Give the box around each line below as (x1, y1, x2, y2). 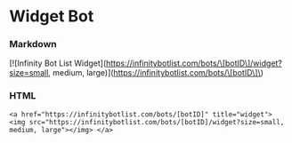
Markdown (9, 38, 57, 51)
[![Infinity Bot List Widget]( (9, 58, 107, 68)
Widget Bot (9, 6, 94, 27)
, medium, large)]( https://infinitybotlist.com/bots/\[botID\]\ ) (48, 68, 264, 78)
